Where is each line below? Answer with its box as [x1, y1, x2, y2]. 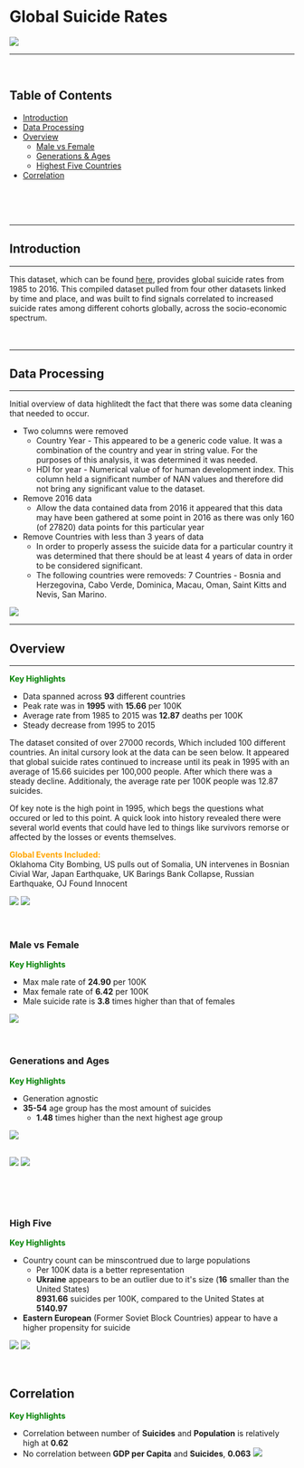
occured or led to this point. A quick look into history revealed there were [9, 813, 281, 824]
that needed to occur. [9, 408, 90, 419]
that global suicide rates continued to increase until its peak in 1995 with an [9, 757, 290, 767]
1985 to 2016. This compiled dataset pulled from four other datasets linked [9, 283, 287, 294]
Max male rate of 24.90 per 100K [22, 977, 147, 987]
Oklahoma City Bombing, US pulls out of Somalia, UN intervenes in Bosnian [9, 859, 290, 870]
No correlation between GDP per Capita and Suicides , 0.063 [22, 1448, 252, 1459]
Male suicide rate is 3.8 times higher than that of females [22, 996, 235, 1006]
